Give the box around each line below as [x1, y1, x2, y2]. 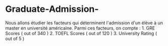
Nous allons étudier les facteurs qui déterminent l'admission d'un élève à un [5, 20, 163, 26]
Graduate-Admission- [5, 3, 99, 15]
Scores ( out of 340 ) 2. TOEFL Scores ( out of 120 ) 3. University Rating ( [5, 30, 157, 36]
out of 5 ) [5, 36, 25, 42]
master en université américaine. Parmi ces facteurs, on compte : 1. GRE [5, 25, 155, 31]
